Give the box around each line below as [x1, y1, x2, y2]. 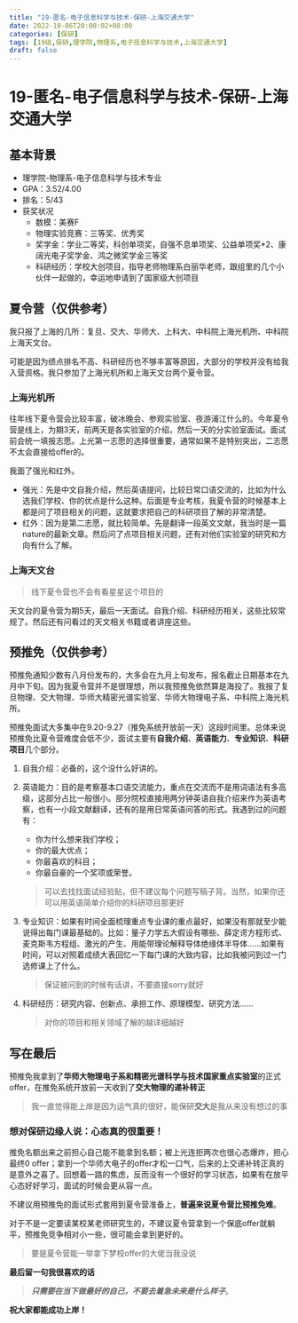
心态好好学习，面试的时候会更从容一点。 [9, 1180, 157, 1191]
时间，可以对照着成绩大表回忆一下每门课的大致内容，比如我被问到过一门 [21, 949, 286, 960]
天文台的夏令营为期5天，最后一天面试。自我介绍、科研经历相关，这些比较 [9, 605, 278, 615]
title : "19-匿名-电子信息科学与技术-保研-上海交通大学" [9, 12, 195, 22]
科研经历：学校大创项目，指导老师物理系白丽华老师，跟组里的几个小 [35, 261, 285, 272]
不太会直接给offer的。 [9, 447, 90, 457]
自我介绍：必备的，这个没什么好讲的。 [21, 763, 162, 773]
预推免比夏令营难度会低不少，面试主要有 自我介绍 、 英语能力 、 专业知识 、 [9, 733, 273, 744]
